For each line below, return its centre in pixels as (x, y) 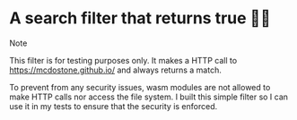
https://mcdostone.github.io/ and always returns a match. (115, 70)
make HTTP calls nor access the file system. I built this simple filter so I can (149, 97)
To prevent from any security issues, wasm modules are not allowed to (140, 87)
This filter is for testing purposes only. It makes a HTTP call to (123, 60)
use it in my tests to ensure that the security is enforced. (114, 106)
